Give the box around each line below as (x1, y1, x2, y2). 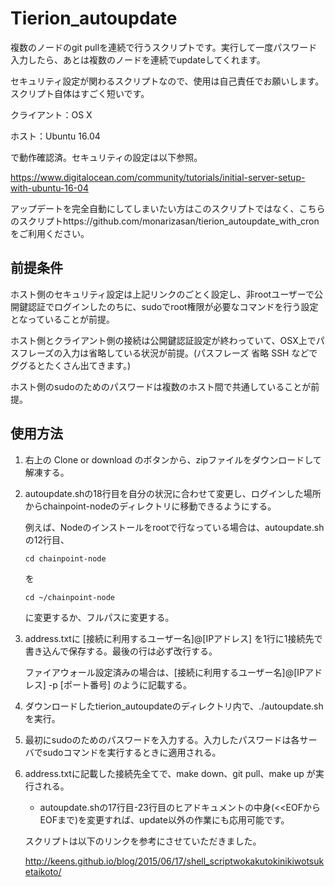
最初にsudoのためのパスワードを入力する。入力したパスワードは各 (24, 733, 300, 746)
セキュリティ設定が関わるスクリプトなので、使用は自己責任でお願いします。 (10, 75, 325, 87)
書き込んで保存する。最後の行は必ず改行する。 (24, 645, 218, 657)
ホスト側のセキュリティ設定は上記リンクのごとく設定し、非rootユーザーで (10, 288, 315, 300)
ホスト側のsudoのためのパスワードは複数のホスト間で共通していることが (10, 380, 312, 392)
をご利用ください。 (10, 227, 90, 239)
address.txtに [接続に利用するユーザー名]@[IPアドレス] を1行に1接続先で (24, 632, 323, 644)
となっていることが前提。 (10, 313, 115, 325)
